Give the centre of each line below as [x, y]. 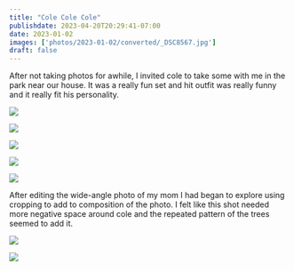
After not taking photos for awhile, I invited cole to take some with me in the [147, 76]
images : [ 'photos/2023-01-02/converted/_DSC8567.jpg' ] [113, 42]
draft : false [33, 51]
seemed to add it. [41, 224]
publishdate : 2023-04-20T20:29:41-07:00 [85, 26]
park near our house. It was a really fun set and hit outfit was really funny [143, 85]
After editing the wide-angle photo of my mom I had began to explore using [147, 195]
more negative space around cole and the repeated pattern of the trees [139, 214]
